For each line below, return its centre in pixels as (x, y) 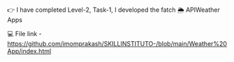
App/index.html (29, 51)
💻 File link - (24, 34)
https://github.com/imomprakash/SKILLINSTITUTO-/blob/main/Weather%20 (117, 44)
